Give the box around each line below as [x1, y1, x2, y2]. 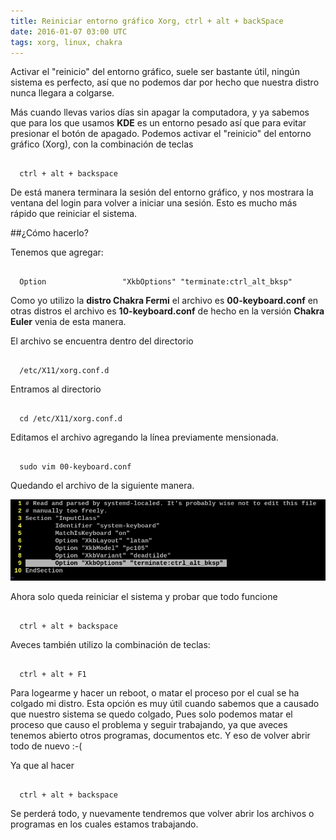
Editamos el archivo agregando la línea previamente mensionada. [10, 431, 279, 444]
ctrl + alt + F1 [19, 670, 87, 680]
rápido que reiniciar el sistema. [10, 208, 138, 220]
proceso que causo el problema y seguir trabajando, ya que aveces [10, 719, 288, 731]
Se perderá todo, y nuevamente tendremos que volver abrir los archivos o [10, 808, 315, 820]
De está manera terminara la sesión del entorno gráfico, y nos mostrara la [10, 186, 314, 199]
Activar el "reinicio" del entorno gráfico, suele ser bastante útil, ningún [10, 66, 300, 78]
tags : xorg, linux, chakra [10, 37, 123, 47]
